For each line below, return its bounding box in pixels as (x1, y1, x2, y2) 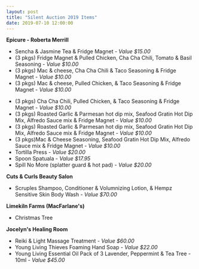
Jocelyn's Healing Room (6, 226, 68, 233)
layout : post (6, 8, 39, 15)
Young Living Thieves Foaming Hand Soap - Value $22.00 (14, 244, 158, 251)
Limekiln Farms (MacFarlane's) (6, 202, 85, 210)
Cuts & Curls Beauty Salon (6, 173, 74, 180)
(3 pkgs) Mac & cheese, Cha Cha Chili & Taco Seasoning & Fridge (14, 67, 176, 74)
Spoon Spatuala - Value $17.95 (14, 155, 91, 162)
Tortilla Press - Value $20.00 (14, 149, 85, 156)
